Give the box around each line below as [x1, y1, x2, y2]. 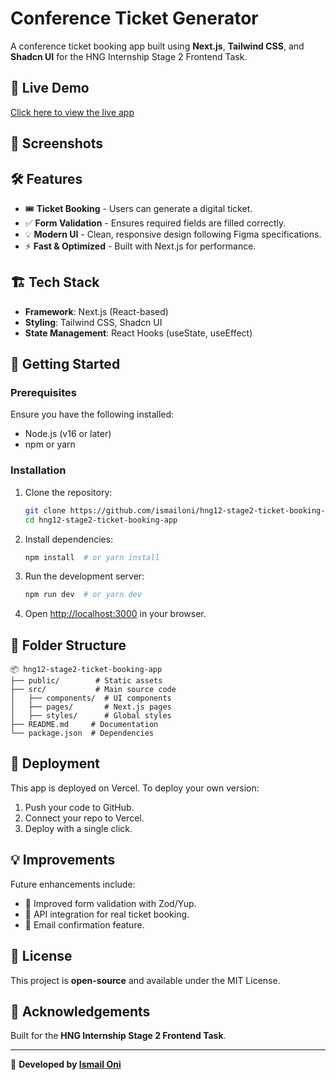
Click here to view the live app [10, 106, 135, 118]
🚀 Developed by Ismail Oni [10, 1058, 122, 1071]
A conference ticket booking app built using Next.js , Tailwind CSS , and [10, 40, 305, 52]
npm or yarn [24, 438, 76, 451]
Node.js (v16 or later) [24, 428, 112, 440]
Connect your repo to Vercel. [24, 812, 145, 824]
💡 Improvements [10, 852, 116, 869]
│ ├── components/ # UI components [10, 693, 172, 704]
